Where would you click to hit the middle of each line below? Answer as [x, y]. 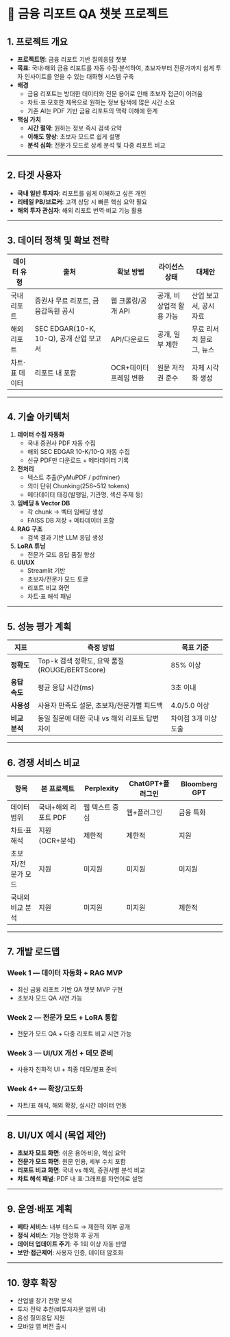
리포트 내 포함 [55, 373]
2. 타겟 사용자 [34, 175]
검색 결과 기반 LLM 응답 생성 [65, 538]
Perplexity [102, 788]
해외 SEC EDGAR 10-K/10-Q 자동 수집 [78, 452]
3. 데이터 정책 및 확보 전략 [58, 241]
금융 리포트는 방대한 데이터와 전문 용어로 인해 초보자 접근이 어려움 [115, 94]
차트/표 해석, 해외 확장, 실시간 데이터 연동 [72, 1105]
